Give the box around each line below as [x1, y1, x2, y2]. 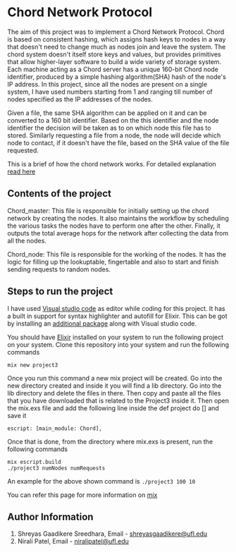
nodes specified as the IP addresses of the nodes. [7, 94, 154, 103]
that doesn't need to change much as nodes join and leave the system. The [7, 42, 226, 51]
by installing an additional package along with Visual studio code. [7, 319, 197, 328]
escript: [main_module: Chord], [7, 424, 102, 432]
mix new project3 [7, 361, 58, 369]
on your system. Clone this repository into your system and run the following [7, 340, 230, 349]
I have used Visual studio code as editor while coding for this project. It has [7, 304, 225, 312]
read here [7, 167, 36, 176]
